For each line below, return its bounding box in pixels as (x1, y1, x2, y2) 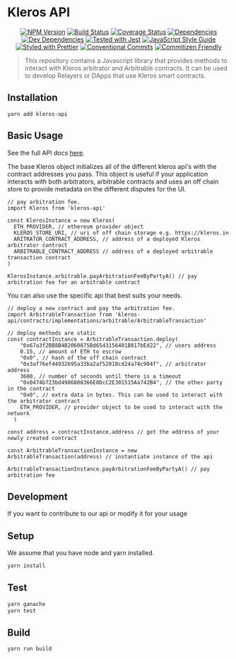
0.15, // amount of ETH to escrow (20, 348, 122, 355)
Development (7, 490, 69, 502)
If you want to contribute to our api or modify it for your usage (7, 509, 188, 518)
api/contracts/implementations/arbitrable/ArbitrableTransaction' (7, 317, 207, 324)
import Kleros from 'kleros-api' (7, 204, 106, 212)
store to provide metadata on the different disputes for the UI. (7, 184, 187, 193)
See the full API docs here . (7, 148, 85, 157)
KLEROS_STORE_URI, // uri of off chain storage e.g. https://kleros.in (13, 229, 230, 237)
